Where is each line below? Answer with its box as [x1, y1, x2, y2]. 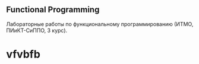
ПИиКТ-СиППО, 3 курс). [6, 27, 68, 34]
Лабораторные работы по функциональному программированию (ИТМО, [6, 20, 194, 27]
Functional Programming [6, 5, 100, 15]
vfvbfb [6, 47, 40, 61]
